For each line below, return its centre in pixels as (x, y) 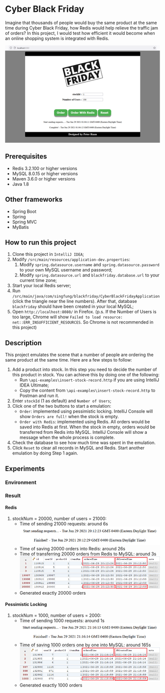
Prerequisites (26, 157)
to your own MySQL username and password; (66, 270)
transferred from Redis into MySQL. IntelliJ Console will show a (83, 432)
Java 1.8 (21, 184)
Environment (21, 482)
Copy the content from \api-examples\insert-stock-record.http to (87, 391)
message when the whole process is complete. (67, 437)
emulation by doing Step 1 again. (45, 453)
